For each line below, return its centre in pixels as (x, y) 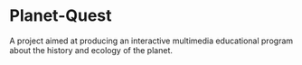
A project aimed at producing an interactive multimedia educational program (151, 41)
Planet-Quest (61, 16)
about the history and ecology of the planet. (91, 50)
